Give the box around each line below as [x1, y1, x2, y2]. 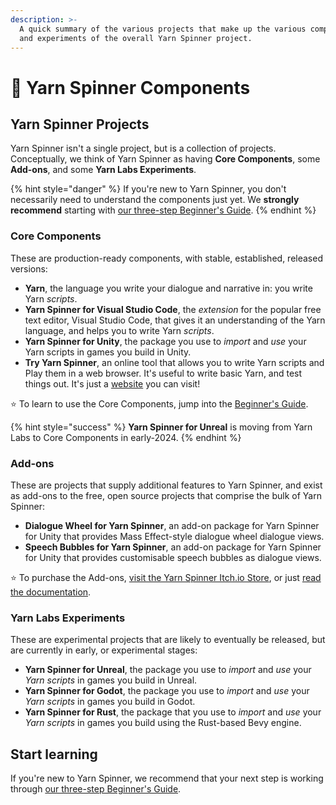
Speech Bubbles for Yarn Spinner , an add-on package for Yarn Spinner [24, 541, 322, 553]
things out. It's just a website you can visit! [24, 377, 201, 390]
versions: [10, 262, 48, 275]
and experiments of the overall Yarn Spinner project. [19, 33, 253, 43]
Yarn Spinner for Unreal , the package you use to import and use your [24, 664, 312, 676]
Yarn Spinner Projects [10, 116, 150, 133]
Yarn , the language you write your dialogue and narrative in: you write [24, 282, 313, 294]
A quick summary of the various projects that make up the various [19, 24, 307, 34]
